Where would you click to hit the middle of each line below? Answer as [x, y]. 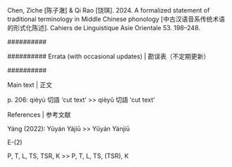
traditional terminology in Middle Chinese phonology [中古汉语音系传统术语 [116, 19]
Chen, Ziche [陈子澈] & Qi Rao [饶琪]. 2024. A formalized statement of [109, 10]
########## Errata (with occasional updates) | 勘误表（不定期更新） [109, 56]
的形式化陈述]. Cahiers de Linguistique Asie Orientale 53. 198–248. [104, 28]
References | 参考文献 [39, 115]
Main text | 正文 [30, 85]
